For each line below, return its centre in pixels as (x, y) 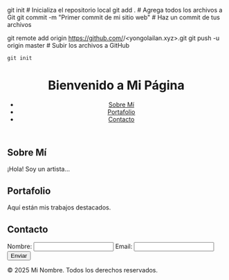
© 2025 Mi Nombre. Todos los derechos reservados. (82, 270)
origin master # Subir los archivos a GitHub (68, 45)
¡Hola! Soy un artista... (39, 169)
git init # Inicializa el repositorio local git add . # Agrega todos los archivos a (115, 10)
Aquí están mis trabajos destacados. (59, 207)
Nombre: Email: (70, 246)
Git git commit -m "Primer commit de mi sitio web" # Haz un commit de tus (113, 17)
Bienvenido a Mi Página (116, 85)
